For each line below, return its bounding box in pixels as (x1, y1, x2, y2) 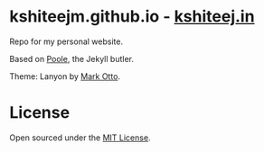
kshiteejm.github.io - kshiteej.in (9, 6, 255, 27)
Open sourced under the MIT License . (9, 132, 151, 143)
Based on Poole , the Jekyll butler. (9, 53, 134, 64)
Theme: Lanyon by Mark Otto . (9, 70, 120, 82)
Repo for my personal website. (9, 36, 124, 47)
